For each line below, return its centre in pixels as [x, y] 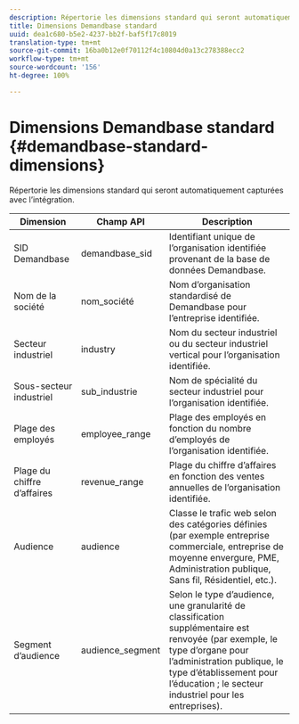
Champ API [121, 221]
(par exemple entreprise [219, 535]
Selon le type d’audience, [222, 594]
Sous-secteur [43, 386]
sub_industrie [109, 391]
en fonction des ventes [217, 476]
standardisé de [200, 295]
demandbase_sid [117, 253]
